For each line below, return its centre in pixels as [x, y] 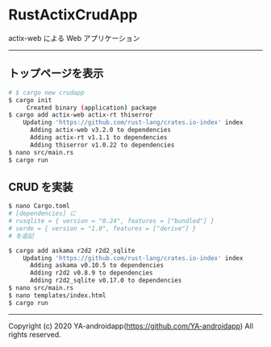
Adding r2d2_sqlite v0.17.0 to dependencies [106, 281]
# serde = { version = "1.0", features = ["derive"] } [102, 228]
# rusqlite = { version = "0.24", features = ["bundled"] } [112, 221]
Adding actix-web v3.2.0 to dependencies [100, 130]
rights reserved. [35, 334]
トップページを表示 [56, 74]
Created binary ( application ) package [92, 107]
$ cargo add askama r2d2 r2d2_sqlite [72, 250]
